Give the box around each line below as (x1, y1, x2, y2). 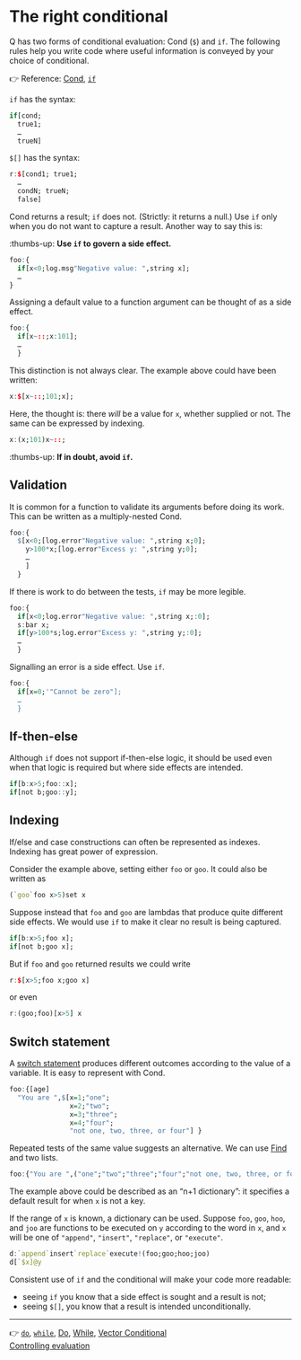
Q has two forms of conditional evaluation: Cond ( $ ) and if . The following (9, 36, 280, 47)
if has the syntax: (9, 93, 76, 104)
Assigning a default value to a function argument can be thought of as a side (9, 296, 292, 307)
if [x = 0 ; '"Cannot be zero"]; (17, 687, 123, 696)
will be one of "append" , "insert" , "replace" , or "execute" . (9, 1232, 224, 1243)
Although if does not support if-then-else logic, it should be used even (9, 753, 272, 764)
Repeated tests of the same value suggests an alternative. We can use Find (9, 1143, 288, 1153)
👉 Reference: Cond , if (9, 73, 97, 84)
